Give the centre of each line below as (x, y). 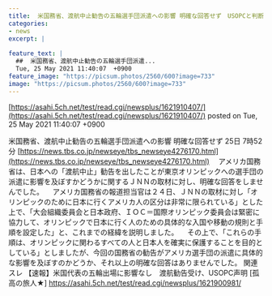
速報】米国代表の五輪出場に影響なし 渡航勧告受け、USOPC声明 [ (142, 272)
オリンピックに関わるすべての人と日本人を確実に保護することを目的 (143, 242)
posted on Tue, (233, 115)
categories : (28, 24)
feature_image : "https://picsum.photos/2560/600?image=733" (112, 76)
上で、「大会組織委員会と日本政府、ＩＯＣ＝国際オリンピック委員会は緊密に (134, 212)
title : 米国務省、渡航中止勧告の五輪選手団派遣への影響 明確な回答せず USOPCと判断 (136, 16)
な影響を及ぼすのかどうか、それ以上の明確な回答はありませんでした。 (125, 262)
